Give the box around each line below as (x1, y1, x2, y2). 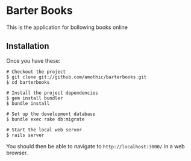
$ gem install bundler (6, 95, 63, 101)
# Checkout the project (6, 69, 66, 75)
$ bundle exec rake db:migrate (6, 116, 85, 122)
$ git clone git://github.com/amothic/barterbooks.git (6, 74, 147, 80)
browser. (6, 149, 28, 156)
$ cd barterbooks (6, 79, 50, 85)
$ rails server (6, 132, 45, 138)
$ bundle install (6, 100, 50, 106)
